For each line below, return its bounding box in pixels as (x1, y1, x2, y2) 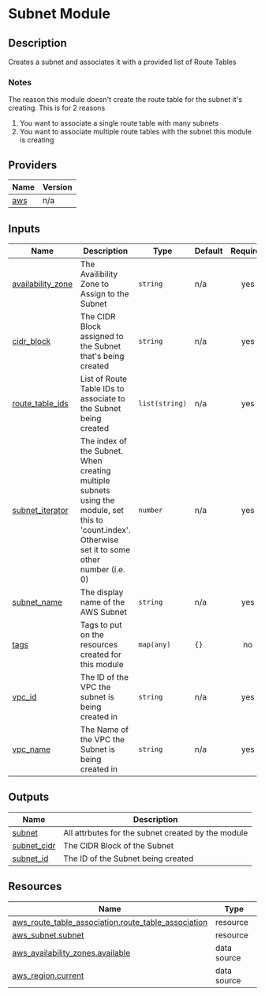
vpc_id (12, 691, 37, 702)
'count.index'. (80, 524, 132, 535)
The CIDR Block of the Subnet (62, 839, 174, 851)
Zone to (80, 278, 109, 289)
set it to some (80, 544, 131, 555)
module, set (80, 504, 125, 515)
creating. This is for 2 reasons (8, 104, 106, 113)
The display (80, 587, 124, 598)
